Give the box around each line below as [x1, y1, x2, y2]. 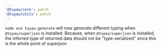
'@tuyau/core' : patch [5, 7, 49, 12]
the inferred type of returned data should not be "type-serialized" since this [5, 35, 157, 41]
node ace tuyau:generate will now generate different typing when [5, 25, 136, 31]
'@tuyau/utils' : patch [5, 12, 51, 17]
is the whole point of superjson [5, 40, 67, 46]
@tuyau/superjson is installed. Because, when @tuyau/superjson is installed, [5, 30, 155, 36]
